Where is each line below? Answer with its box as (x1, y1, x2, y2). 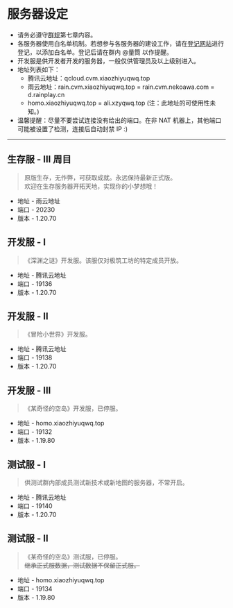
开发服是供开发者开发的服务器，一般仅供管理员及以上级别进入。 (17, 56, 200, 65)
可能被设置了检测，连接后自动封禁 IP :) (17, 124, 128, 133)
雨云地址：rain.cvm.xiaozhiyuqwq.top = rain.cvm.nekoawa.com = (27, 83, 215, 91)
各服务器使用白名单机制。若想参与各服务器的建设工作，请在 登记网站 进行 (17, 39, 224, 47)
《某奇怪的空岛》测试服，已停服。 (24, 552, 122, 561)
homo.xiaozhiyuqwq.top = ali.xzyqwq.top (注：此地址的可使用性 (27, 99, 210, 107)
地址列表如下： (17, 65, 60, 74)
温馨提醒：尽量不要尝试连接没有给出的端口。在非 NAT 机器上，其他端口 (17, 116, 222, 124)
